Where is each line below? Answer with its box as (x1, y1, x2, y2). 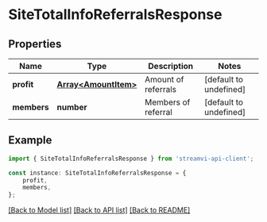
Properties (8, 37, 62, 51)
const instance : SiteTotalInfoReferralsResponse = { (8, 169, 187, 177)
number (56, 101, 87, 113)
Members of (144, 97, 191, 108)
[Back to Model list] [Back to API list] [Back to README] (8, 205, 191, 215)
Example (8, 133, 52, 147)
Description (148, 61, 193, 71)
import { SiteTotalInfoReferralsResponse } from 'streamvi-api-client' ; (8, 155, 254, 163)
